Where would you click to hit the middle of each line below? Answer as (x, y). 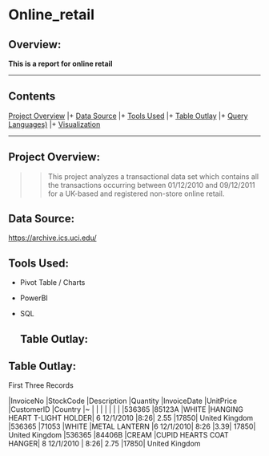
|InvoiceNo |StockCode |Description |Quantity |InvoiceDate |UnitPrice (123, 401)
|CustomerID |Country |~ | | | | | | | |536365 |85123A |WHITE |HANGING (126, 409)
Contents (32, 97)
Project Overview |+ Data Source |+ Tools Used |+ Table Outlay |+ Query (128, 116)
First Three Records (41, 385)
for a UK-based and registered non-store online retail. (136, 193)
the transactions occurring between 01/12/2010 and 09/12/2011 (151, 185)
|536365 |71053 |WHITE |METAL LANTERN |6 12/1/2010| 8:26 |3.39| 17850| (132, 426)
